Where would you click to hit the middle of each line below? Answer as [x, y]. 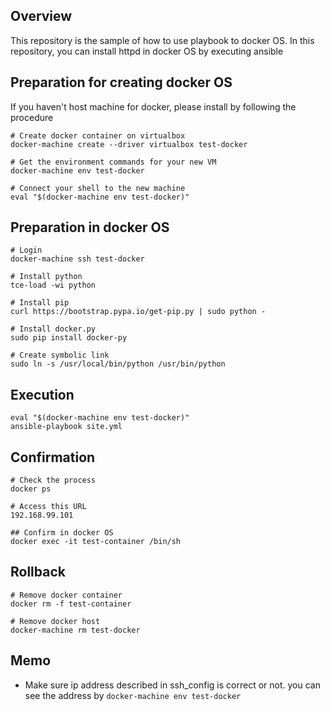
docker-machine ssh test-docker [77, 259]
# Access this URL [48, 507]
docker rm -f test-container [71, 604]
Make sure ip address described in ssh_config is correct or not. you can [172, 685]
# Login [26, 250]
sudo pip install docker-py [69, 338]
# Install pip [40, 303]
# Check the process [53, 480]
